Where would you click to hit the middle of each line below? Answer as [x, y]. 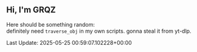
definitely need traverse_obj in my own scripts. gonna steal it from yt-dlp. [99, 31]
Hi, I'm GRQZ [31, 10]
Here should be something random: [51, 24]
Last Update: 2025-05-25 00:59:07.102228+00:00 [69, 42]
